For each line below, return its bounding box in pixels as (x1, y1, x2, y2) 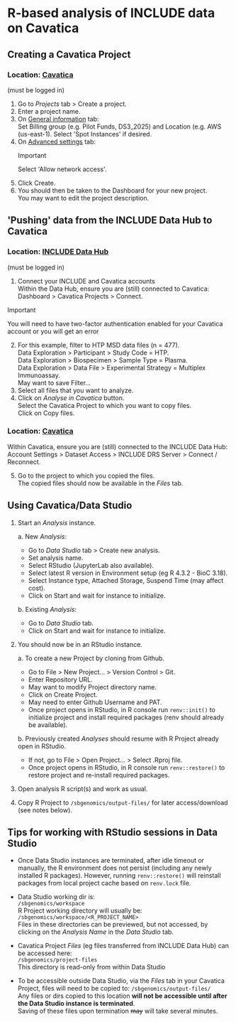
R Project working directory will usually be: (17, 906, 143, 915)
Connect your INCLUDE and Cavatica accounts (17, 276, 156, 285)
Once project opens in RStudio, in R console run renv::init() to (28, 705, 216, 714)
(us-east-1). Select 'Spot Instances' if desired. (17, 129, 152, 138)
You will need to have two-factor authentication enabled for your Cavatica (7, 319, 223, 328)
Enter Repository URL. (28, 675, 94, 684)
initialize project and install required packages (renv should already (28, 713, 225, 721)
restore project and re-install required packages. (28, 770, 170, 779)
